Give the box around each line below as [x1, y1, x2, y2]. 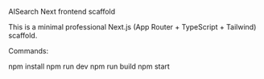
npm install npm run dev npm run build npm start [8, 61, 171, 71]
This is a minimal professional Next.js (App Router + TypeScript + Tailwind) [8, 22, 257, 31]
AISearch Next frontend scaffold [8, 7, 116, 16]
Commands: [8, 46, 49, 55]
